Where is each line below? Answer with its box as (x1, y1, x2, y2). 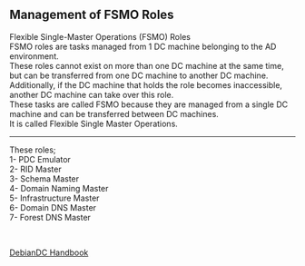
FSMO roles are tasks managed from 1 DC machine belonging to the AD (9, 41, 277, 52)
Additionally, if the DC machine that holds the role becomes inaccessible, (9, 79, 283, 90)
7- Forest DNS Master (9, 212, 91, 222)
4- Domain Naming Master (9, 182, 109, 193)
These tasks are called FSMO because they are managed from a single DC (9, 99, 289, 110)
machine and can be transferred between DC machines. (9, 108, 220, 119)
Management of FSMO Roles (9, 7, 174, 23)
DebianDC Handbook (9, 247, 89, 258)
